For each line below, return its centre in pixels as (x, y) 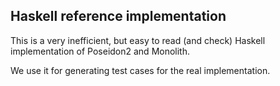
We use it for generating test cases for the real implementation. (140, 70)
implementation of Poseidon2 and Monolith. (100, 51)
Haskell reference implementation (118, 16)
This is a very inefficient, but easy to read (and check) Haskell (138, 40)
